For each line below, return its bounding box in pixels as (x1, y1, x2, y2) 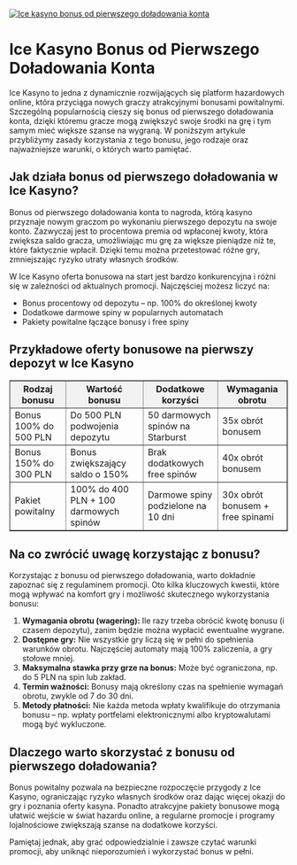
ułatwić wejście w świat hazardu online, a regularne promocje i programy (9, 810, 276, 821)
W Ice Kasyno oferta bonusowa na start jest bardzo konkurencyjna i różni (9, 271, 277, 282)
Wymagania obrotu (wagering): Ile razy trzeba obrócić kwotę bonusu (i (21, 615, 285, 626)
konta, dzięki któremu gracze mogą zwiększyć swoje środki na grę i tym (9, 115, 271, 126)
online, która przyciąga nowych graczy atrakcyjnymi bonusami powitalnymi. (9, 97, 285, 107)
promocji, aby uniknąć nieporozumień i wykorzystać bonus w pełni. (9, 846, 255, 857)
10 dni (147, 510, 175, 522)
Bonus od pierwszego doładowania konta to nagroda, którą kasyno (9, 206, 253, 217)
